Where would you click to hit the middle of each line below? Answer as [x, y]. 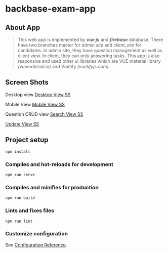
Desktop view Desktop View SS [38, 95]
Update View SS [22, 124]
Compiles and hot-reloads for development [59, 164]
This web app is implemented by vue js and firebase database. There [90, 39]
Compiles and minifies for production [52, 187]
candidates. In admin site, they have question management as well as [90, 50]
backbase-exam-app [51, 9]
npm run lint [19, 221]
